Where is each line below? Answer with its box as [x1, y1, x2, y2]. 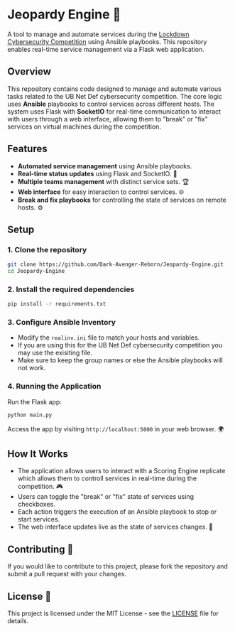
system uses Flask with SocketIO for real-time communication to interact [7, 107, 222, 116]
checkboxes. [17, 500, 55, 509]
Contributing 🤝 [7, 543, 74, 555]
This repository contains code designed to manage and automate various [7, 85, 222, 93]
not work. [17, 364, 46, 372]
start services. [17, 515, 60, 524]
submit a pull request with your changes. [7, 570, 126, 578]
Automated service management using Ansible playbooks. [17, 161, 192, 170]
